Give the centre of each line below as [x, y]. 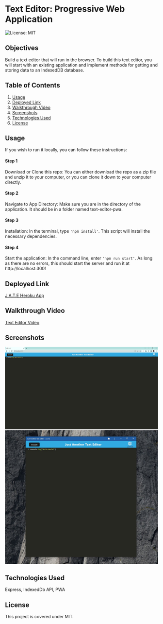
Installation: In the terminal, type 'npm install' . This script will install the [78, 231]
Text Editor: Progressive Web [65, 9]
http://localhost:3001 [26, 269]
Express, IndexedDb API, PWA [35, 589]
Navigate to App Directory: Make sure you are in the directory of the [73, 204]
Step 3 [12, 220]
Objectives [22, 48]
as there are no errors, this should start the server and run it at [67, 263]
